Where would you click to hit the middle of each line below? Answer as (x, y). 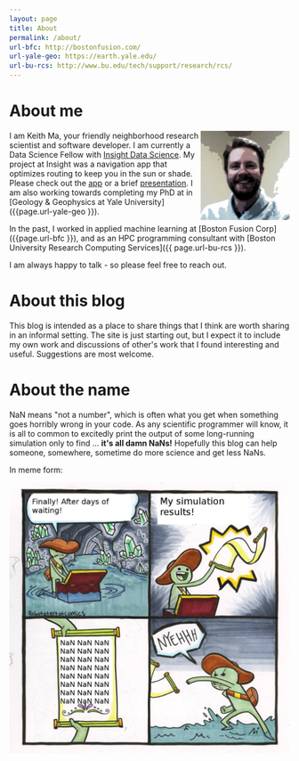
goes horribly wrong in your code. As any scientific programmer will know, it (149, 424)
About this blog (67, 301)
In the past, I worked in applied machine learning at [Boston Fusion (131, 228)
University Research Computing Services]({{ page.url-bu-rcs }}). (128, 247)
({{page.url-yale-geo (48, 211)
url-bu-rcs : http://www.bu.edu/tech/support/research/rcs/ (121, 66)
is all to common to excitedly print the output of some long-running (132, 433)
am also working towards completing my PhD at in (101, 192)
